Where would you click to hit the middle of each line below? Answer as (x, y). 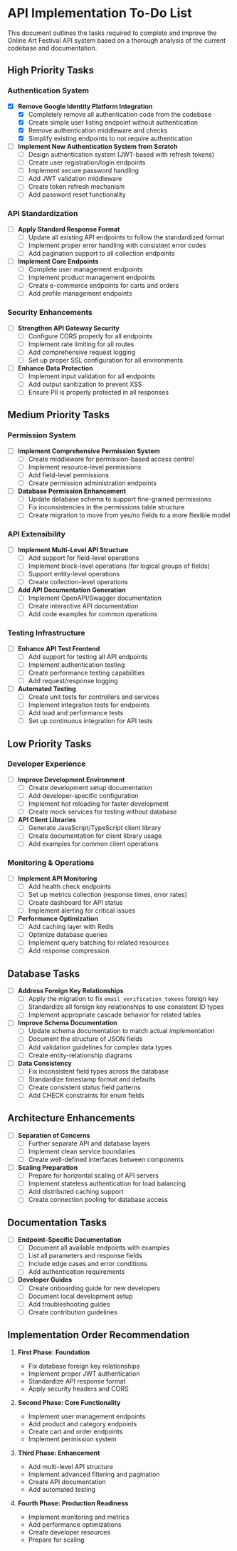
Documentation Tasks (57, 1222)
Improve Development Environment (71, 779)
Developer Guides (45, 1280)
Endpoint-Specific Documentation (69, 1240)
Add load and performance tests (76, 713)
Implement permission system (73, 1439)
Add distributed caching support (76, 1192)
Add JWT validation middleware (75, 179)
